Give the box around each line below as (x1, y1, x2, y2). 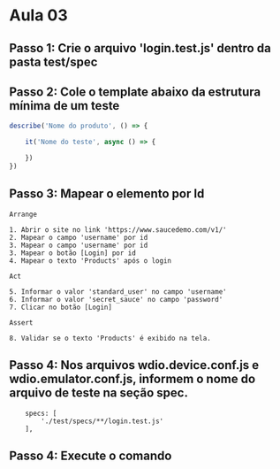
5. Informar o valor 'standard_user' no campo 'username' (9, 287, 227, 296)
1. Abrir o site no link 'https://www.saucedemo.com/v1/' (9, 225, 227, 234)
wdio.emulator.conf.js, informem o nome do (9, 372, 256, 387)
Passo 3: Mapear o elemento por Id (9, 187, 205, 202)
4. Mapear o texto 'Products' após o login (9, 256, 172, 265)
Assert (9, 318, 34, 327)
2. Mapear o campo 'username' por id (9, 233, 148, 242)
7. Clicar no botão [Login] (9, 303, 113, 311)
